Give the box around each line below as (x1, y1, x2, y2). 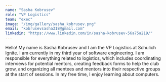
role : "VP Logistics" (5, 12, 51, 17)
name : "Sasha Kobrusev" (5, 7, 56, 13)
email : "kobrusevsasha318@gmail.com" (5, 26, 85, 31)
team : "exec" (5, 17, 33, 22)
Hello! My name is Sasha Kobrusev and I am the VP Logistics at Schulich (5, 45, 156, 50)
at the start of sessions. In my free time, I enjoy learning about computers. (5, 71, 159, 77)
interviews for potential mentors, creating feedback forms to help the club (5, 61, 159, 66)
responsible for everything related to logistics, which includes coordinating (5, 55, 161, 61)
